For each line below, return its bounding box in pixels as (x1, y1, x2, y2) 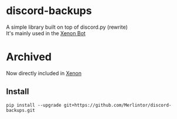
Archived (6, 50, 52, 64)
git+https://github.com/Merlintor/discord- (63, 102, 172, 108)
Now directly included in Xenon (6, 69, 82, 77)
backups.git (6, 107, 35, 113)
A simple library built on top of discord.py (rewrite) (6, 23, 128, 30)
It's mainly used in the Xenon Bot (6, 29, 86, 36)
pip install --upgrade (6, 102, 62, 108)
